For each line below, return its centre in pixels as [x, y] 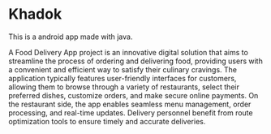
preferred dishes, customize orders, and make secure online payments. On [133, 95]
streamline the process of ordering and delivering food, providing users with [136, 61]
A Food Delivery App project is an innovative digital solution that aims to [129, 52]
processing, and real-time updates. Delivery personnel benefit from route [131, 112]
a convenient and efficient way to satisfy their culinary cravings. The [123, 69]
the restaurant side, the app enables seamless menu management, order [130, 104]
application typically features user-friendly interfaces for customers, [123, 78]
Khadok [35, 14]
